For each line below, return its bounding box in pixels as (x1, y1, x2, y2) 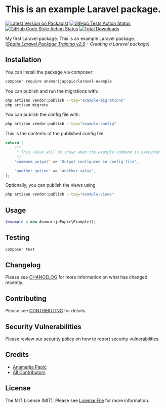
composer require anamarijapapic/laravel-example (5, 78, 112, 84)
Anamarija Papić (12, 363, 47, 370)
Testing (5, 233, 30, 242)
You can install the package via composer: (5, 69, 94, 75)
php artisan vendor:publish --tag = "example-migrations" (5, 98, 126, 103)
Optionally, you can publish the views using (5, 182, 96, 188)
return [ (5, 140, 24, 145)
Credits (5, 350, 29, 359)
